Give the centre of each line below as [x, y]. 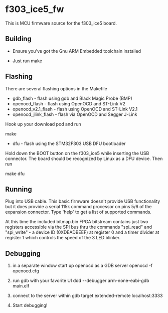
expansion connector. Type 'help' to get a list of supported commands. [78, 212]
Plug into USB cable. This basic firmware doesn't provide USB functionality [83, 201]
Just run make [27, 61]
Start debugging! [30, 305]
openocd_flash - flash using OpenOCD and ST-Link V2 [69, 103]
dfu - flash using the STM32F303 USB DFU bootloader [69, 143]
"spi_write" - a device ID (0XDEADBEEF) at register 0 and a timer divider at [82, 232]
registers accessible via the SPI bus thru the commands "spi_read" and [78, 227]
